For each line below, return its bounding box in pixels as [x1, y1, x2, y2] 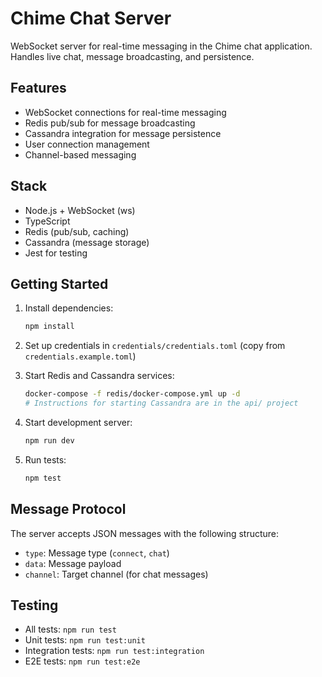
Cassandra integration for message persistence [24, 127, 222, 139]
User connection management [24, 138, 150, 150]
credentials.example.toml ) [24, 350, 137, 362]
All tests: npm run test [24, 623, 117, 636]
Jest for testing [24, 247, 88, 259]
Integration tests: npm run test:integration [24, 645, 205, 657]
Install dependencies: [24, 302, 114, 314]
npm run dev [24, 436, 75, 446]
